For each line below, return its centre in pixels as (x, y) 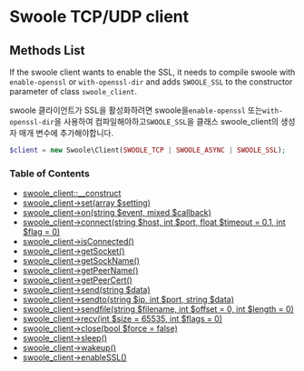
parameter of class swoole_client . (74, 91)
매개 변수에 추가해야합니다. (66, 133)
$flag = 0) (41, 232)
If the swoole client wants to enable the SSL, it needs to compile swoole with (152, 72)
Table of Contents (50, 173)
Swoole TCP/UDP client (99, 17)
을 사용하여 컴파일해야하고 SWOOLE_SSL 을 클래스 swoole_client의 (167, 121)
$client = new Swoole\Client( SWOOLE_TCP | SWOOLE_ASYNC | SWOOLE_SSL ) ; (147, 150)
